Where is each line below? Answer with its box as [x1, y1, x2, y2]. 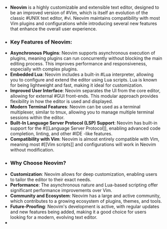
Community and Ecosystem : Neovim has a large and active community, [10, 193, 161, 199]
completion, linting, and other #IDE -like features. [10, 131, 113, 137]
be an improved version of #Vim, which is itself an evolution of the [10, 10, 148, 16]
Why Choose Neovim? [10, 160, 66, 167]
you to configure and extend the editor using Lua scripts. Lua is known [10, 77, 157, 83]
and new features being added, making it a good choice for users [10, 209, 147, 215]
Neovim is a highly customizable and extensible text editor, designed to [10, 5, 159, 10]
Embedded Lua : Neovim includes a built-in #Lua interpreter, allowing [10, 71, 154, 78]
